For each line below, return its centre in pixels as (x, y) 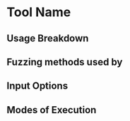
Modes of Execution (52, 110)
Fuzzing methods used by (65, 62)
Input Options (37, 86)
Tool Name (39, 12)
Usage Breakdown (48, 38)
